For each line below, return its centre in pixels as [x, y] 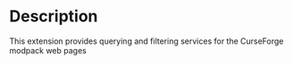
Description [54, 16]
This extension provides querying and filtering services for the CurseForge [146, 41]
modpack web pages [48, 50]
